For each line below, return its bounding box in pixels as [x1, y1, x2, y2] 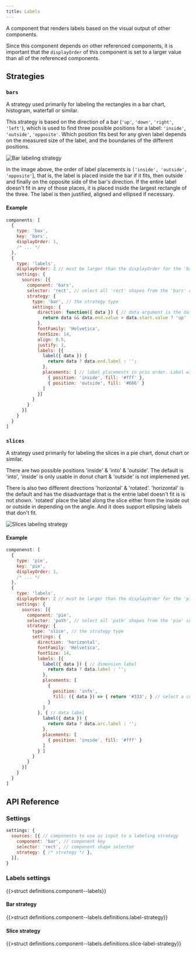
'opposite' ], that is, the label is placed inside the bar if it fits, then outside [6, 172, 183, 179]
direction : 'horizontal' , [37, 640, 100, 645]
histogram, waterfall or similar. [6, 107, 79, 114]
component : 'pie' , [27, 612, 72, 618]
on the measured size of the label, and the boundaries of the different [6, 137, 173, 144]
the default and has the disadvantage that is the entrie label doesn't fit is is [6, 491, 185, 498]
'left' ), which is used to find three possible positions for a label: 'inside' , [6, 125, 186, 132]
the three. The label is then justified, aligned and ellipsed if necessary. [6, 191, 174, 198]
